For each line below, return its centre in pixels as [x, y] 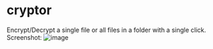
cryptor [29, 10]
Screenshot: [24, 37]
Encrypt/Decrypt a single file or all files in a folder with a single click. [106, 30]
